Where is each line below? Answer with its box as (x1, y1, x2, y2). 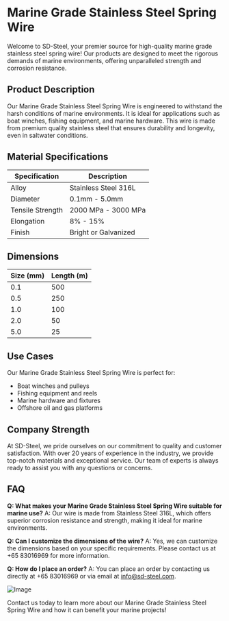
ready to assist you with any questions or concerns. (7, 464, 152, 472)
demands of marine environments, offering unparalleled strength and (7, 56, 202, 64)
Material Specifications (7, 151, 109, 162)
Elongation (10, 216, 45, 226)
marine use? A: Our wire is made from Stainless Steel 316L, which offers (7, 509, 212, 517)
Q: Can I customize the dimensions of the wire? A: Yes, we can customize (7, 537, 218, 545)
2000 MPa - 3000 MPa (69, 205, 146, 215)
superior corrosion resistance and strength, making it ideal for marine (7, 516, 203, 524)
